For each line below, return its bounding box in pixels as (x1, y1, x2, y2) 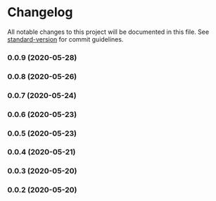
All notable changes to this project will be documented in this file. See (7, 28, 210, 36)
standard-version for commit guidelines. (7, 35, 124, 43)
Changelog (7, 4, 73, 20)
